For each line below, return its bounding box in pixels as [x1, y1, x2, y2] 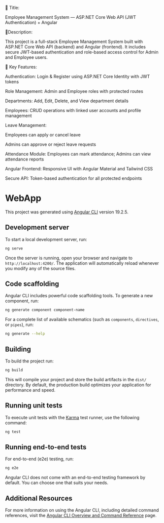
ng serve [5, 246, 23, 251]
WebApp [5, 193, 42, 204]
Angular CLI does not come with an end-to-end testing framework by [5, 475, 145, 481]
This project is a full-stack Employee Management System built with [5, 39, 143, 44]
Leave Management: [5, 122, 47, 128]
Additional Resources [5, 494, 72, 502]
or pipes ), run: [5, 322, 34, 328]
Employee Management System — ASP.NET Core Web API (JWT [5, 14, 136, 20]
